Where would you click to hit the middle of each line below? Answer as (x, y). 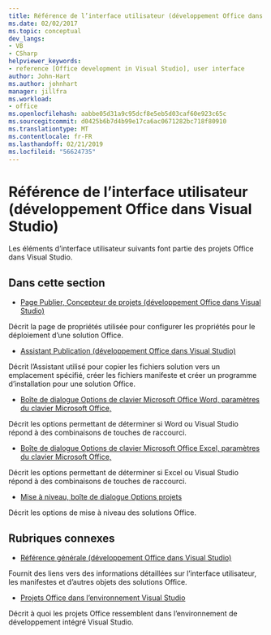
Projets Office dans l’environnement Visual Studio (103, 598)
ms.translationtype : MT (49, 129)
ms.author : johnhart (43, 84)
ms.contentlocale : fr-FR (50, 136)
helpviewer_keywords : (45, 62)
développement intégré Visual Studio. (71, 622)
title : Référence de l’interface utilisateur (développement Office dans (136, 16)
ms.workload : (30, 99)
